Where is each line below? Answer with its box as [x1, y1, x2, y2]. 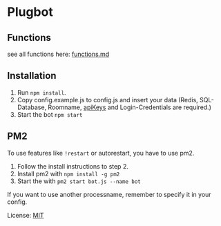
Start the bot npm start [17, 110, 83, 118]
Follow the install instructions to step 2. [17, 162, 129, 170]
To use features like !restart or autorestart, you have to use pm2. [7, 149, 195, 157]
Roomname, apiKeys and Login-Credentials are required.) [48, 103, 212, 111]
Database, [17, 103, 47, 111]
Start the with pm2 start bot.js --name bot [17, 177, 142, 185]
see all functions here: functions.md [7, 50, 110, 58]
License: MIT [7, 211, 44, 219]
